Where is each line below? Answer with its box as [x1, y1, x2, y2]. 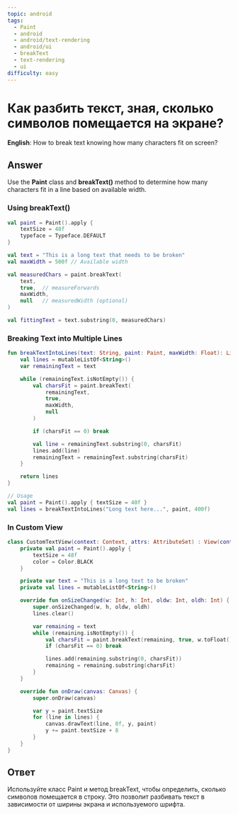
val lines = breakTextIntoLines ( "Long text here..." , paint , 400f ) [7, 506, 211, 513]
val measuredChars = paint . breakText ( [7, 270, 122, 278]
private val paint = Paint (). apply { [20, 545, 132, 552]
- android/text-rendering [13, 37, 91, 44]
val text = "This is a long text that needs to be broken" [7, 252, 186, 259]
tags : [7, 17, 23, 24]
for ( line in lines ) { [33, 714, 100, 721]
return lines [20, 473, 59, 480]
